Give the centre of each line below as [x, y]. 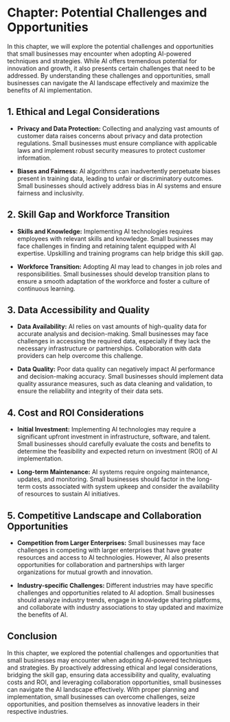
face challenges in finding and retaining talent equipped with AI [106, 246]
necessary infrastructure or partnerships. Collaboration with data [109, 348]
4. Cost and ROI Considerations [76, 413]
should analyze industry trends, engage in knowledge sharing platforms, [119, 600]
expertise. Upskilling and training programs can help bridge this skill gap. [120, 253]
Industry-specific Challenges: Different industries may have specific [115, 585]
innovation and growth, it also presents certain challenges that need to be [111, 68]
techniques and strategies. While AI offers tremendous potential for [102, 61]
